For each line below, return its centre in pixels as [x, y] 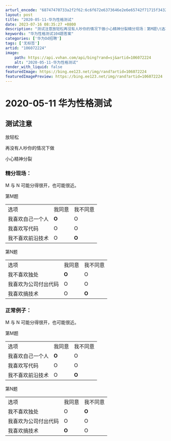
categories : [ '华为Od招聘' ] [34, 39]
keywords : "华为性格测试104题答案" [39, 34]
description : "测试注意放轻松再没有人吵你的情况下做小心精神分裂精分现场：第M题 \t [83, 29]
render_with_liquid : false [34, 67]
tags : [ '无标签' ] [22, 43]
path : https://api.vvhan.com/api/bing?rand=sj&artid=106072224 [83, 57]
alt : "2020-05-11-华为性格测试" [46, 62]
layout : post [19, 15]
